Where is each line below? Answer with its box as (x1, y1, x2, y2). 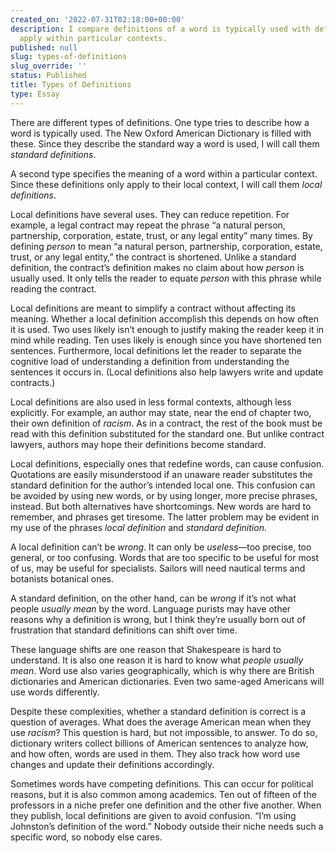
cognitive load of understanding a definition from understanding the (10, 355, 290, 367)
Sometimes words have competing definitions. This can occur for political (10, 777, 314, 790)
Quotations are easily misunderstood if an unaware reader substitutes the (10, 468, 313, 480)
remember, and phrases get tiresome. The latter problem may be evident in (10, 511, 320, 523)
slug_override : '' (10, 61, 87, 71)
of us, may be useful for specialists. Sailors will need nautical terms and (10, 562, 306, 574)
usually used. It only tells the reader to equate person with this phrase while (10, 272, 322, 284)
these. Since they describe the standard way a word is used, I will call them (10, 137, 320, 150)
